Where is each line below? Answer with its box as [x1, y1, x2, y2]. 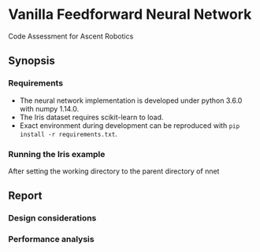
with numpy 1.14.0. [19, 104, 80, 113]
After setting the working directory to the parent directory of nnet [8, 166, 220, 176]
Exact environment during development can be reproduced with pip [19, 120, 240, 130]
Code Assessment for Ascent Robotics [8, 31, 134, 41]
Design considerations [8, 213, 97, 224]
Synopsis [8, 54, 55, 68]
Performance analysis [8, 234, 95, 245]
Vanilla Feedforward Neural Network [8, 5, 252, 24]
